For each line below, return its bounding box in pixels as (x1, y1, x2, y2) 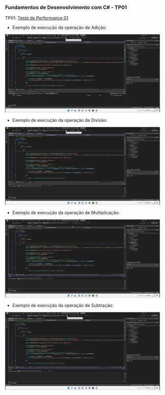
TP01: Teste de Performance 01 (5, 15, 69, 21)
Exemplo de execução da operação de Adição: (12, 25, 107, 30)
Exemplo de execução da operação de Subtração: (12, 302, 114, 308)
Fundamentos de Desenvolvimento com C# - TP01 (5, 4, 127, 11)
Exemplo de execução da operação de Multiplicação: (12, 210, 120, 216)
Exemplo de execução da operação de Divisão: (12, 117, 108, 123)
